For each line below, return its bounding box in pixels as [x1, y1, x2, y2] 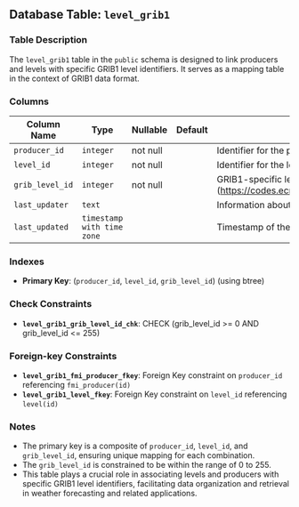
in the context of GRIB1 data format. [9, 73, 140, 84]
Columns [9, 95, 50, 108]
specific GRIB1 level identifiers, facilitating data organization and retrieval [21, 479, 289, 489]
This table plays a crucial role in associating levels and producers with [21, 469, 279, 479]
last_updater [13, 199, 69, 210]
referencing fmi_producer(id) [21, 379, 132, 390]
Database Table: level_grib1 [9, 7, 171, 22]
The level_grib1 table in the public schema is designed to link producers [9, 53, 279, 65]
